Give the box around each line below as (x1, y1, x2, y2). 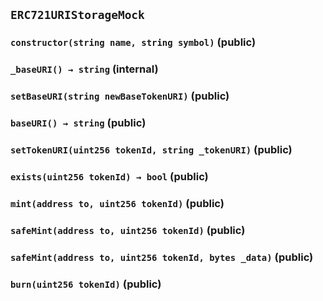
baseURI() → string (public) (10, 116, 147, 130)
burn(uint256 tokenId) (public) (10, 277, 162, 291)
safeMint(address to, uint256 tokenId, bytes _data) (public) (10, 250, 314, 264)
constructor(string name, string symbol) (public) (10, 35, 257, 49)
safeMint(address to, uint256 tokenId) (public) (10, 223, 246, 237)
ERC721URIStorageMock (10, 8, 145, 23)
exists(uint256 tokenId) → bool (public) (10, 169, 209, 183)
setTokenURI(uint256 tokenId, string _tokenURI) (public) (10, 143, 293, 156)
